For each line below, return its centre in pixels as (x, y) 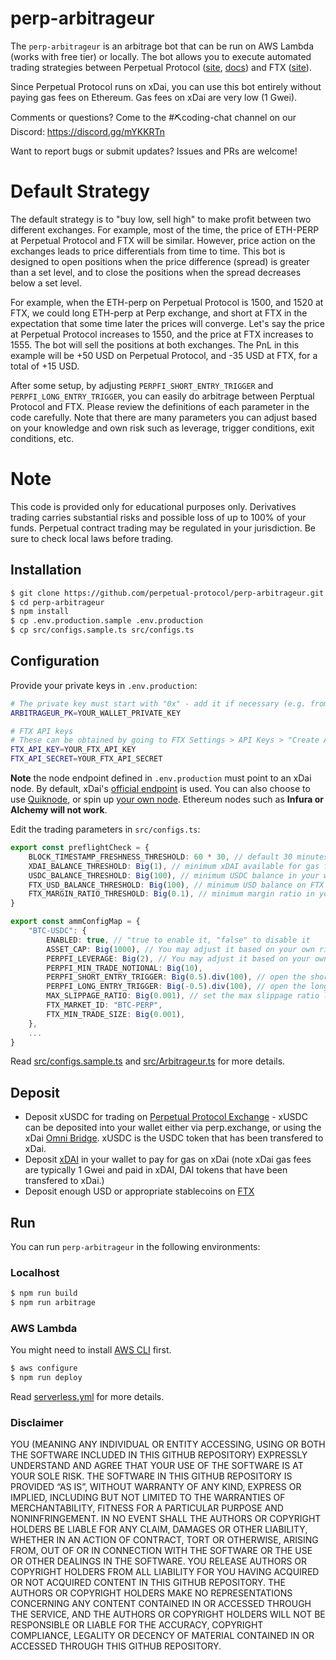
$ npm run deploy (46, 1378)
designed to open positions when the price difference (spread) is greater (160, 261)
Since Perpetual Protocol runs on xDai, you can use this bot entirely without (166, 86)
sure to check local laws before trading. (92, 538)
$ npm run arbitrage (53, 1303)
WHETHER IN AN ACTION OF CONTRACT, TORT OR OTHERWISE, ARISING (164, 1540)
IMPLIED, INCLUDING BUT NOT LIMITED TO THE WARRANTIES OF (148, 1498)
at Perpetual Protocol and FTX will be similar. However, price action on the (163, 240)
